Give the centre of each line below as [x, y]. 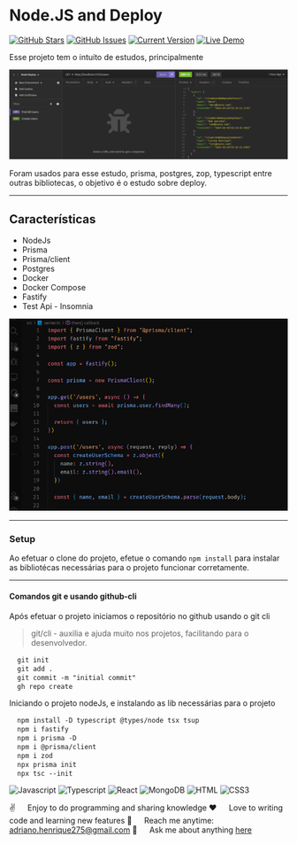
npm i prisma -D [47, 738]
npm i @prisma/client [57, 747]
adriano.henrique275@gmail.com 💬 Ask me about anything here [130, 830]
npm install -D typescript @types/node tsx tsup [108, 720]
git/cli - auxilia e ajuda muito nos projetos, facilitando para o [140, 633]
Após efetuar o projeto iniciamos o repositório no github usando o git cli [140, 616]
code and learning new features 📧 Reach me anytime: [112, 820]
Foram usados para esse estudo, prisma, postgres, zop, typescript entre [141, 174]
